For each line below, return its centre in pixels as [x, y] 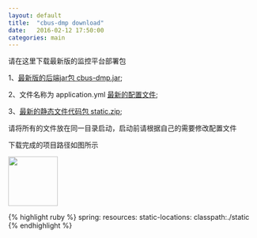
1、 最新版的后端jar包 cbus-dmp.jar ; [66, 78]
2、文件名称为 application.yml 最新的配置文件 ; [83, 95]
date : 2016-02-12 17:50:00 [56, 30]
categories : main [37, 38]
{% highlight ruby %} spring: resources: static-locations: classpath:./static [129, 217]
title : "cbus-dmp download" [56, 23]
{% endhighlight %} [40, 225]
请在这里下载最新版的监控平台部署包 [67, 61]
